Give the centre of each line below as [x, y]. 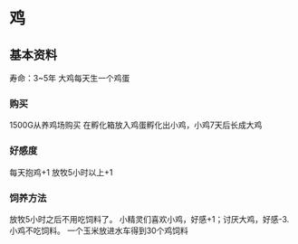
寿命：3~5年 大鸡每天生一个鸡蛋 [70, 78]
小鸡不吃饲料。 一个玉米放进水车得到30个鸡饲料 [99, 230]
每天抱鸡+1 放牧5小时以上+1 [61, 172]
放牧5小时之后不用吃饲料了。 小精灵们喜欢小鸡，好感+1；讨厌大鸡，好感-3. [149, 219]
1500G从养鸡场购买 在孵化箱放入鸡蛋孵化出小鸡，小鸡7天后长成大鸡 [136, 125]
